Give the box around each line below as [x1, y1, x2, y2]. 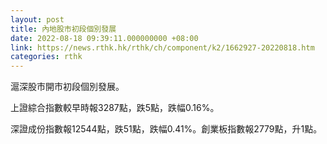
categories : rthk [10, 52, 83, 62]
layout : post [10, 14, 65, 25]
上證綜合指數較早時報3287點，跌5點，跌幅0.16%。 [10, 102, 220, 114]
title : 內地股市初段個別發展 [10, 24, 117, 34]
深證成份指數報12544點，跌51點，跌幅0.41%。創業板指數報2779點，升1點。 [10, 123, 323, 135]
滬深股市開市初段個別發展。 [10, 81, 125, 93]
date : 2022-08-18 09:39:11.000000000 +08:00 [10, 33, 199, 43]
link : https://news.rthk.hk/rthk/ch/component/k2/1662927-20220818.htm [10, 42, 315, 53]
